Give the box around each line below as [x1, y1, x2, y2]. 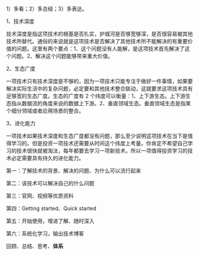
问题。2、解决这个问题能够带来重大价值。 [11, 53, 114, 59]
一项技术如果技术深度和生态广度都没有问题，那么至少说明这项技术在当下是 [6, 133, 188, 139]
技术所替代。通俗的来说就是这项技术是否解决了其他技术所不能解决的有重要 [6, 38, 188, 44]
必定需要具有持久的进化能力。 [11, 154, 84, 162]
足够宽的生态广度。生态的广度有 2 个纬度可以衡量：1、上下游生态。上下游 [6, 92, 186, 99]
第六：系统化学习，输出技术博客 [6, 230, 84, 237]
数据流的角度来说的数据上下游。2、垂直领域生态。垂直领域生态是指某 [21, 100, 191, 106]
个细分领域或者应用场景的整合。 [6, 107, 84, 114]
